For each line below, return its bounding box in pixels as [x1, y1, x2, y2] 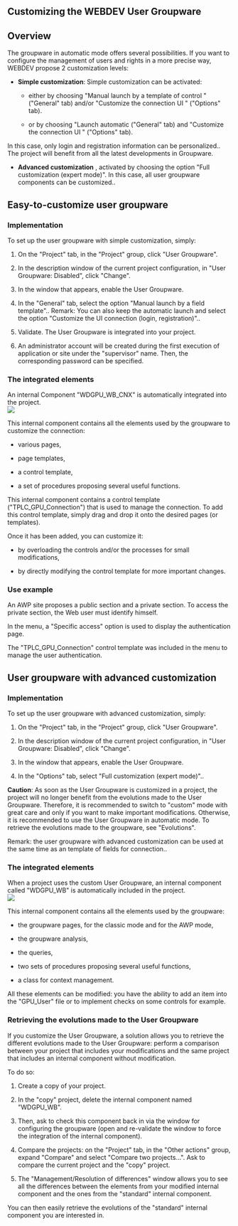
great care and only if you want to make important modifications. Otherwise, [7, 809, 231, 817]
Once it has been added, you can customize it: [7, 532, 144, 540]
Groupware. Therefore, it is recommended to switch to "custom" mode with [7, 801, 228, 809]
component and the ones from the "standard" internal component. [17, 1189, 212, 1198]
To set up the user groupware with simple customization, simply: [7, 236, 197, 245]
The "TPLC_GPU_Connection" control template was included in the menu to [7, 644, 228, 652]
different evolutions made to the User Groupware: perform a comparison [7, 1038, 220, 1048]
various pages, [17, 440, 62, 449]
